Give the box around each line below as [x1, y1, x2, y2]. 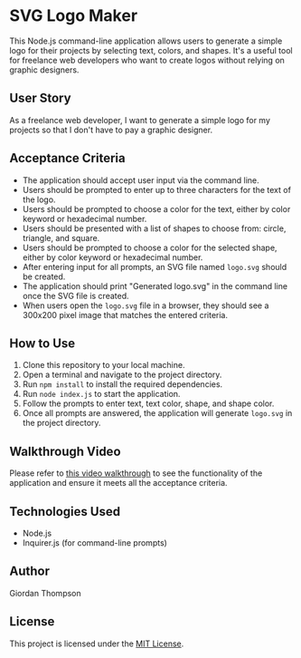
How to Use [9, 335, 76, 351]
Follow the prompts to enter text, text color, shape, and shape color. [22, 398, 275, 409]
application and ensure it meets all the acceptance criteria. [9, 478, 228, 489]
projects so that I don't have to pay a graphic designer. [9, 124, 213, 135]
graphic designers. [9, 64, 80, 75]
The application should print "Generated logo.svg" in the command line [22, 280, 287, 291]
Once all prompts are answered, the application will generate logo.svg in [22, 408, 293, 419]
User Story [9, 91, 71, 106]
